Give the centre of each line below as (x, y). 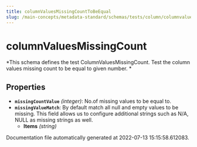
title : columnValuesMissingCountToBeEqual (59, 11)
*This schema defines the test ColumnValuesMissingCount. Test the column (98, 62)
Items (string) (40, 126)
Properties (26, 87)
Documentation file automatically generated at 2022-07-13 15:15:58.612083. (98, 138)
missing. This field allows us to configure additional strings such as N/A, (101, 114)
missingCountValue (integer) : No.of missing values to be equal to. (93, 101)
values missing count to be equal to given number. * (69, 69)
